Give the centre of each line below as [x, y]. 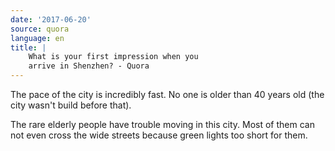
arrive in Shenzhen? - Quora [89, 66]
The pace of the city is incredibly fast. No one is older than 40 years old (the [167, 94]
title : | [28, 47]
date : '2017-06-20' [51, 19]
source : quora [40, 29]
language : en [37, 38]
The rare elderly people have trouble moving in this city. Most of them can [162, 124]
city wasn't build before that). [71, 105]
